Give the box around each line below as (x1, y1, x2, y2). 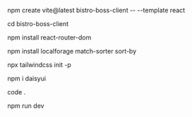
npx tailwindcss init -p (7, 61, 72, 69)
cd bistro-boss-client (7, 20, 69, 27)
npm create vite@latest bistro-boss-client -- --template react (7, 6, 186, 14)
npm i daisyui (7, 74, 47, 82)
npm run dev (7, 101, 44, 110)
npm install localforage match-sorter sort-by (7, 47, 137, 55)
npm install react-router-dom (7, 33, 92, 42)
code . (7, 88, 26, 96)
